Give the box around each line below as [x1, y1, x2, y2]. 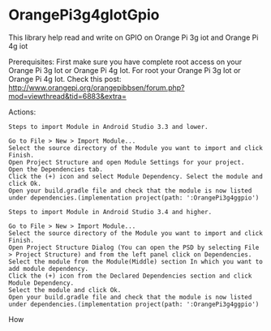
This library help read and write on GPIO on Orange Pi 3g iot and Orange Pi [8, 32, 259, 42]
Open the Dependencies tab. [8, 165, 104, 174]
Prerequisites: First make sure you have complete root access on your [8, 57, 242, 67]
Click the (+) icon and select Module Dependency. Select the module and [8, 172, 264, 180]
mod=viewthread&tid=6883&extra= [8, 91, 127, 101]
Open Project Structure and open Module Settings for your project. [8, 158, 245, 166]
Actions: [8, 107, 37, 117]
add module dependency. [8, 264, 89, 273]
